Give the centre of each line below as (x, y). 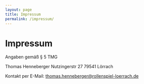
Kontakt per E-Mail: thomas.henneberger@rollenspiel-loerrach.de (72, 76)
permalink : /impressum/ (30, 19)
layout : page (19, 10)
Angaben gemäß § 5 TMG (31, 57)
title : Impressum (23, 14)
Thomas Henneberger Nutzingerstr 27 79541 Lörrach (59, 67)
